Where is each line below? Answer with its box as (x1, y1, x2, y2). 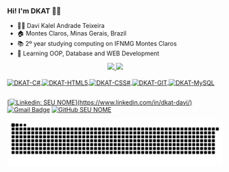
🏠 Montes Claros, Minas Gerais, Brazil (16, 29, 127, 38)
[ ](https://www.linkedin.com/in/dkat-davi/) (7, 98, 193, 106)
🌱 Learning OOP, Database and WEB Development (16, 49, 160, 57)
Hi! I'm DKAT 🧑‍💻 (7, 6, 62, 16)
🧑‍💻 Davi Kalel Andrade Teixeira (16, 22, 105, 30)
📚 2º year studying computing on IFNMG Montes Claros (16, 40, 177, 48)
